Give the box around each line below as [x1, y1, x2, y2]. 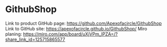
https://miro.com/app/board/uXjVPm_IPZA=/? [23, 31, 118, 37]
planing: [5, 31, 22, 37]
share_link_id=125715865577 [5, 36, 65, 42]
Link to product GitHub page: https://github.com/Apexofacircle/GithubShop [5, 20, 162, 26]
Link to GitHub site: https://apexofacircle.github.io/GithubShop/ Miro [5, 25, 148, 31]
